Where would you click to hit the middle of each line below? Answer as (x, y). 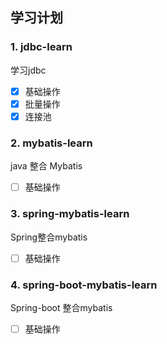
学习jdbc (28, 70)
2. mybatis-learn (51, 143)
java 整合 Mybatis (46, 166)
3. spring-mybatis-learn (70, 214)
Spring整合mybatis (49, 237)
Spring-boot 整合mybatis (61, 307)
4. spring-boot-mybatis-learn (84, 285)
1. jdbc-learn (41, 47)
